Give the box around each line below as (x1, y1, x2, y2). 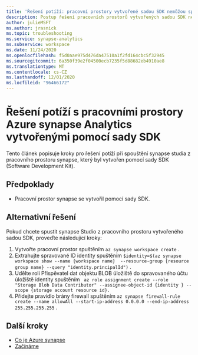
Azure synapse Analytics (6, 118, 133, 132)
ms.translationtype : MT (6, 63, 65, 70)
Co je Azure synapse (14, 337, 66, 344)
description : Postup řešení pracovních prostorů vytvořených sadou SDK (6, 14, 186, 20)
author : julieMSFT (6, 19, 51, 25)
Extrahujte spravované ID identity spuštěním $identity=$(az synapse (14, 252, 181, 259)
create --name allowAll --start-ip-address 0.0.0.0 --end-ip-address (14, 298, 190, 304)
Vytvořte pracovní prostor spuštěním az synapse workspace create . (14, 245, 180, 252)
